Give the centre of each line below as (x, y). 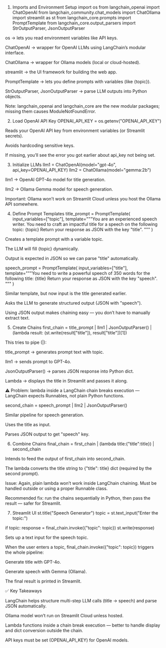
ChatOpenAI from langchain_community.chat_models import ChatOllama (86, 12)
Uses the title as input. (28, 424)
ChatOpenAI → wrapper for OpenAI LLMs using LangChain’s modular (76, 47)
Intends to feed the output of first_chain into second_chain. (65, 459)
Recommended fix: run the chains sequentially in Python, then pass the (78, 498)
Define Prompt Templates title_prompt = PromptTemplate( (71, 214)
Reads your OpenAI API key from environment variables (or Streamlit (75, 130)
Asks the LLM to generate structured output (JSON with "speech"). (74, 303)
